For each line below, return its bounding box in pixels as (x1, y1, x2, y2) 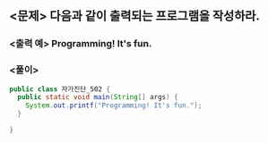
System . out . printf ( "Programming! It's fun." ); (25, 101, 203, 110)
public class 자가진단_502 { (9, 84, 110, 94)
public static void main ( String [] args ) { (17, 93, 178, 102)
